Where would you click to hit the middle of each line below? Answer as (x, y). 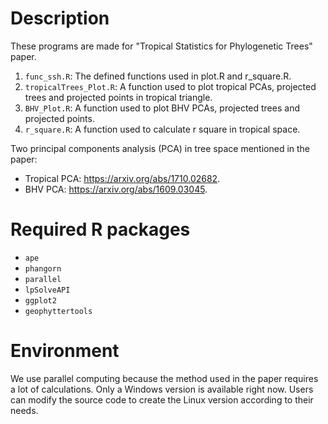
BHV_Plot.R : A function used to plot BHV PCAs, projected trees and (162, 108)
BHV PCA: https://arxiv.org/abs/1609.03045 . (116, 189)
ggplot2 (40, 300)
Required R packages (100, 229)
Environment (65, 351)
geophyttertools (58, 311)
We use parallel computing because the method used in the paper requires (164, 378)
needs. (24, 410)
